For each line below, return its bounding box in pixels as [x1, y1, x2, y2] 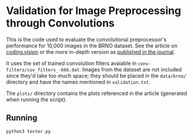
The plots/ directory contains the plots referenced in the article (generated [6, 90, 187, 97]
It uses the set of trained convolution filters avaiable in [6, 60, 137, 67]
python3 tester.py [6, 128, 51, 134]
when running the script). [6, 95, 67, 103]
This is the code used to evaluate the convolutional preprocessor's [6, 36, 167, 43]
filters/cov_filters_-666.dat [6, 67, 80, 73]
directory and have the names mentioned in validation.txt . [6, 78, 151, 86]
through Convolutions [6, 16, 115, 30]
